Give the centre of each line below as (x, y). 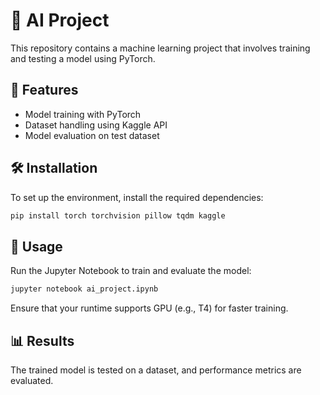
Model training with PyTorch (83, 114)
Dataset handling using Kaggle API (96, 125)
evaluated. (32, 380)
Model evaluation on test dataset (92, 135)
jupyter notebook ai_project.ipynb (84, 289)
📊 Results (42, 340)
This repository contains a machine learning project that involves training (160, 48)
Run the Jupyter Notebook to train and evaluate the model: (131, 271)
